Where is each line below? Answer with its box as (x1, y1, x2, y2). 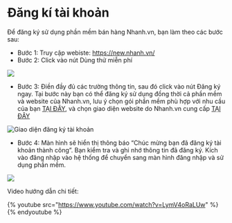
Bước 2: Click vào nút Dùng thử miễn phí (17, 55, 133, 64)
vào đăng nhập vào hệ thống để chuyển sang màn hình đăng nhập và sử (17, 153, 224, 161)
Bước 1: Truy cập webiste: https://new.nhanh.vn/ (17, 48, 155, 57)
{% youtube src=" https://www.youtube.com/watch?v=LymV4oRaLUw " (7, 200, 209, 208)
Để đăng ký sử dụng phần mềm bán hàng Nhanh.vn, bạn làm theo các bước (7, 28, 224, 36)
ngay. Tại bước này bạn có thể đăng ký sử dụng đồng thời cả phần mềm (17, 89, 222, 98)
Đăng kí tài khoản (7, 5, 109, 21)
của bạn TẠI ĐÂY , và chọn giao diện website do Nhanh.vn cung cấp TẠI (17, 104, 222, 112)
